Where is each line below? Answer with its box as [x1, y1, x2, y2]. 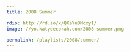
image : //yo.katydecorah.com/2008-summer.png [6, 26, 124, 32]
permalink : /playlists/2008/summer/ [6, 37, 99, 43]
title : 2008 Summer [6, 9, 56, 15]
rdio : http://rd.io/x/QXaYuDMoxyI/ [6, 20, 97, 26]
